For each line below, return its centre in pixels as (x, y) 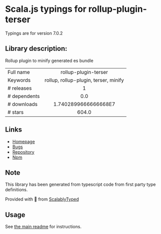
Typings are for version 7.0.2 (34, 33)
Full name (19, 72)
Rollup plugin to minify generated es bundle (49, 61)
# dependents (24, 96)
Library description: (36, 49)
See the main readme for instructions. (43, 227)
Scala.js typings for (46, 9)
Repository (23, 152)
